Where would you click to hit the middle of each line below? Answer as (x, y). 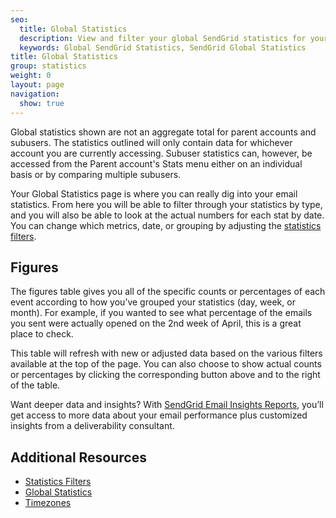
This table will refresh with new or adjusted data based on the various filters (166, 353)
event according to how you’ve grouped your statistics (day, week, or (153, 302)
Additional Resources (78, 457)
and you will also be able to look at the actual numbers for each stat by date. (167, 215)
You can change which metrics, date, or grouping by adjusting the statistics (166, 225)
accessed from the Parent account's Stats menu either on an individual (156, 163)
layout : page (37, 85)
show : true (42, 103)
